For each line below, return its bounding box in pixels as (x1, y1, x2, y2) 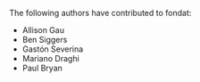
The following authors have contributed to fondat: (9, 8, 192, 18)
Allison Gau (21, 25, 65, 35)
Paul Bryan (21, 62, 62, 73)
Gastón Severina (21, 44, 84, 54)
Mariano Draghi (21, 53, 80, 63)
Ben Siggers (21, 35, 68, 45)
